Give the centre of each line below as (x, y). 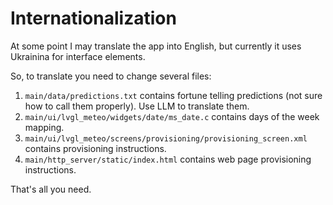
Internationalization (93, 18)
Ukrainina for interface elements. (78, 56)
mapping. (44, 127)
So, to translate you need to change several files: (111, 76)
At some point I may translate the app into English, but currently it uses (156, 46)
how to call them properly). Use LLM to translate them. (137, 106)
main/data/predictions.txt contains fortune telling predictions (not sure (173, 95)
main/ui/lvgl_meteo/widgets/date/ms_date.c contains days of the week (172, 116)
